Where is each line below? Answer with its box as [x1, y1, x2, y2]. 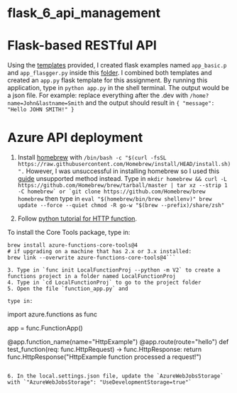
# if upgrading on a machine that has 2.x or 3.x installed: [7, 248, 192, 255]
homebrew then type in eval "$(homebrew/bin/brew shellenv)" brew [17, 194, 212, 203]
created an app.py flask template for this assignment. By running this [7, 76, 208, 84]
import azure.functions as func [7, 310, 98, 319]
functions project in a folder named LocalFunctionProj [7, 273, 176, 280]
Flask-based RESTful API [7, 38, 158, 54]
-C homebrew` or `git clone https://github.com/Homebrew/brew [17, 188, 206, 196]
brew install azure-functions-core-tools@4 [7, 242, 138, 249]
